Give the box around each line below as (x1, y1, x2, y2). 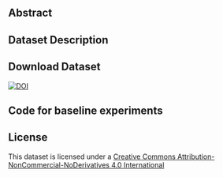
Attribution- (177, 152, 215, 161)
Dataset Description (8, 33, 109, 47)
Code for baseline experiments (8, 104, 163, 117)
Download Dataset (8, 60, 101, 73)
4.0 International (111, 160, 165, 169)
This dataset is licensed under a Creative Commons (8, 152, 176, 161)
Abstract (8, 6, 53, 20)
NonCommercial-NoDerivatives (8, 160, 110, 169)
